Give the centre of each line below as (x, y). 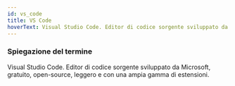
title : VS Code (30, 20)
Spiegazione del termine (50, 51)
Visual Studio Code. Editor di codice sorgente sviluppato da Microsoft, (109, 67)
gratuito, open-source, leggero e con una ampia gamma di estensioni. (108, 74)
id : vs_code (25, 14)
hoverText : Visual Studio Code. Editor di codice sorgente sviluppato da (118, 27)
